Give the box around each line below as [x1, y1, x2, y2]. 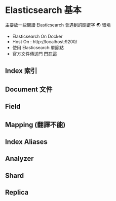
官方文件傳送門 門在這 [12, 51, 57, 57]
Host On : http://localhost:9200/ [12, 38, 77, 45]
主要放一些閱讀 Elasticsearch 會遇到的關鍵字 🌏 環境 [5, 22, 111, 28]
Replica [5, 188, 29, 197]
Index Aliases [5, 137, 48, 146]
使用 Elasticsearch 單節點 [12, 44, 64, 50]
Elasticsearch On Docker [12, 33, 63, 39]
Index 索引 [5, 67, 38, 75]
